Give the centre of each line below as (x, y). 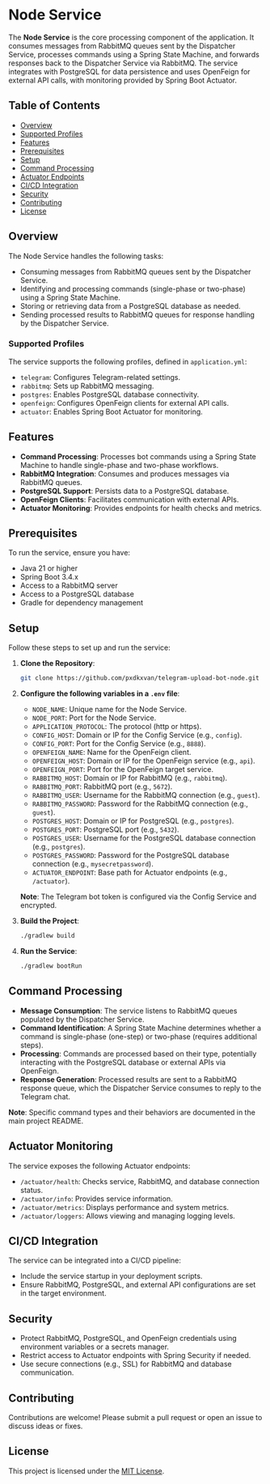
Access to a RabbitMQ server (69, 586)
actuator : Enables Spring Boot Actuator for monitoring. (112, 411)
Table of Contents (55, 105)
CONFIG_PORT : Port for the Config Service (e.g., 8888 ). (119, 744)
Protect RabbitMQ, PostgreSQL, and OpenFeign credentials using (128, 1339)
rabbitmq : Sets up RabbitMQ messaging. (87, 386)
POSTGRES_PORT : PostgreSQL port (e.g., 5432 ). (105, 829)
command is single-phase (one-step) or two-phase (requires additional (138, 1036)
